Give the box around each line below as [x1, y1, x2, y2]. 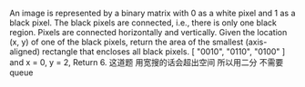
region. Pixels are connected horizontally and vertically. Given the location [9, 27, 288, 37]
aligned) [9, 46, 41, 57]
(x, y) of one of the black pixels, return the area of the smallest [9, 36, 244, 47]
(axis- [245, 36, 268, 47]
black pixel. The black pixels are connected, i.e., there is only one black [9, 17, 278, 28]
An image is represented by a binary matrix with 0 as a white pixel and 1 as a [9, 8, 296, 18]
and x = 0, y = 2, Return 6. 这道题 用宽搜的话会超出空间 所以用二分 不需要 [9, 57, 284, 67]
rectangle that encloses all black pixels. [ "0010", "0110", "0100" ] [42, 46, 286, 57]
